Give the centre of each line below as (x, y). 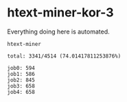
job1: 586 (21, 74)
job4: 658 (21, 92)
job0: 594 (21, 68)
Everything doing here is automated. (58, 31)
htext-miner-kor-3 (60, 13)
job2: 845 (21, 80)
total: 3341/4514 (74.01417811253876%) (64, 56)
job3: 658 (21, 86)
